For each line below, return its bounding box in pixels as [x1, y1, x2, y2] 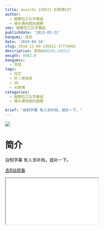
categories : [5, 90, 30, 95]
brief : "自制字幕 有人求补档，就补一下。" [5, 108, 82, 113]
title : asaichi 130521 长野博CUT [5, 7, 71, 12]
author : [5, 12, 21, 17]
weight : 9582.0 [5, 53, 36, 58]
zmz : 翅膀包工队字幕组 [5, 26, 46, 31]
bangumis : [5, 58, 26, 63]
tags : [5, 67, 16, 72]
